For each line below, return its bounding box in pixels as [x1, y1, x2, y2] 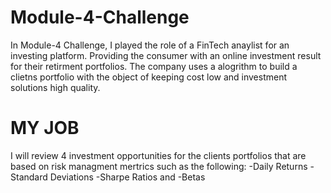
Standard [10, 171, 48, 183]
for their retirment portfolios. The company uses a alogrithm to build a [10, 60, 298, 72]
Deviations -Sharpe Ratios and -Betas [49, 171, 206, 183]
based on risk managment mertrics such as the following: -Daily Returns [10, 160, 308, 172]
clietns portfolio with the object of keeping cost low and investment [10, 71, 288, 83]
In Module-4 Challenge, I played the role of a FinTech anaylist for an [10, 39, 290, 51]
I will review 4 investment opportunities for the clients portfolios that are [10, 149, 307, 161]
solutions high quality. [10, 81, 101, 93]
